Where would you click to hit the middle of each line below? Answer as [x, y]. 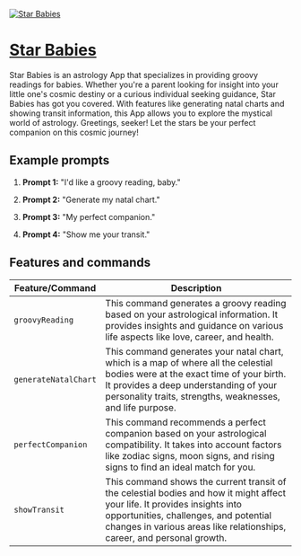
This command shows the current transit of [196, 481]
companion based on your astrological [186, 433]
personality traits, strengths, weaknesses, [193, 396]
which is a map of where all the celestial [189, 362]
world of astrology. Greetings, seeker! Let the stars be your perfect [133, 122]
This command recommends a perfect [186, 422]
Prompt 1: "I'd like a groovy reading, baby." [101, 182]
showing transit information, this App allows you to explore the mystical [141, 113]
